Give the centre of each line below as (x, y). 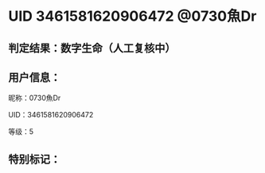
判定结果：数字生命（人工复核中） (92, 48)
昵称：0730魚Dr (35, 98)
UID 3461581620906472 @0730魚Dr (132, 16)
